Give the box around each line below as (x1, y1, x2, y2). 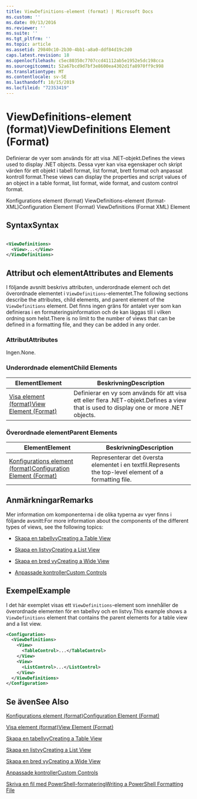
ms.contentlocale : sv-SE (6, 74, 67, 80)
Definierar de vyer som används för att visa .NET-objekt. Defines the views (6, 154, 185, 161)
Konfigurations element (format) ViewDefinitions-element (6, 197, 145, 204)
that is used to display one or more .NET (73, 403, 184, 411)
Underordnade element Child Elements (6, 364, 117, 372)
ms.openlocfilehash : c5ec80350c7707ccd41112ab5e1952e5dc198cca (6, 57, 164, 63)
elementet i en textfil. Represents (91, 461, 181, 469)
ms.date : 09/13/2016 (6, 19, 57, 25)
